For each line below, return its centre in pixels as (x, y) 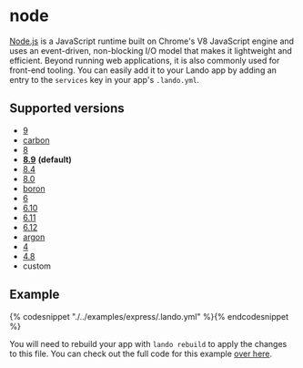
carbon (36, 140)
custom (37, 266)
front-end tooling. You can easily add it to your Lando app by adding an (143, 70)
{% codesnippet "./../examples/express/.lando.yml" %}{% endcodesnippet (149, 316)
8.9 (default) (47, 159)
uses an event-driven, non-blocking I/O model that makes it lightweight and (151, 50)
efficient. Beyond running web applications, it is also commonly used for (145, 60)
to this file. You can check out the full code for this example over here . (141, 353)
